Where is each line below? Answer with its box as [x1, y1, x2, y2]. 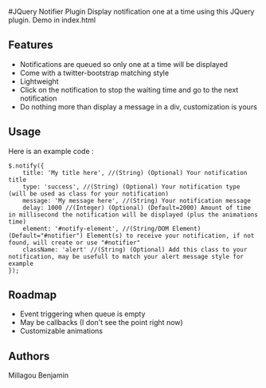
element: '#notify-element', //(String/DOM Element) [22, 224, 201, 232]
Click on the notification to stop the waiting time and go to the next [19, 85, 239, 94]
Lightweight [19, 76, 59, 86]
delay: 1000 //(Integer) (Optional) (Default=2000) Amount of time [22, 204, 251, 212]
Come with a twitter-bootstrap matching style [19, 68, 170, 77]
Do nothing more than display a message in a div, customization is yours [19, 101, 257, 111]
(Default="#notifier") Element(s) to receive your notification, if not [8, 232, 255, 240]
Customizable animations [19, 327, 104, 336]
